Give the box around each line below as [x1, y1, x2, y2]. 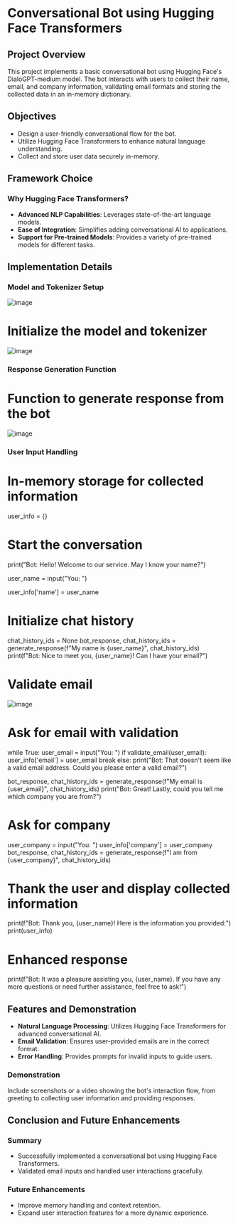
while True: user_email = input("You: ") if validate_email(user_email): [7, 748, 207, 756]
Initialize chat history [7, 613, 134, 628]
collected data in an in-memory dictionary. [7, 90, 131, 98]
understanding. [17, 144, 63, 153]
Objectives [7, 110, 57, 122]
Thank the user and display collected [7, 880, 231, 896]
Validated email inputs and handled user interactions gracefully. [17, 1167, 204, 1176]
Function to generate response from [7, 391, 225, 407]
